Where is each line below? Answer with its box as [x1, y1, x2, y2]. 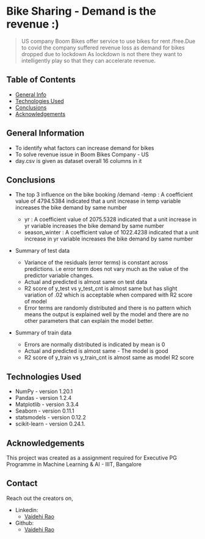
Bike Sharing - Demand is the [6, 4, 157, 18]
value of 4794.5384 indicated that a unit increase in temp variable [15, 197, 181, 205]
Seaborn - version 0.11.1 [15, 407, 74, 414]
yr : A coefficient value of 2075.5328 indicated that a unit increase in [24, 215, 197, 223]
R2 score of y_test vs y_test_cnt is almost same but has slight [24, 285, 178, 292]
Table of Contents [6, 74, 76, 85]
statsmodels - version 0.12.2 [15, 414, 87, 421]
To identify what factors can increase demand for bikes [15, 144, 154, 151]
